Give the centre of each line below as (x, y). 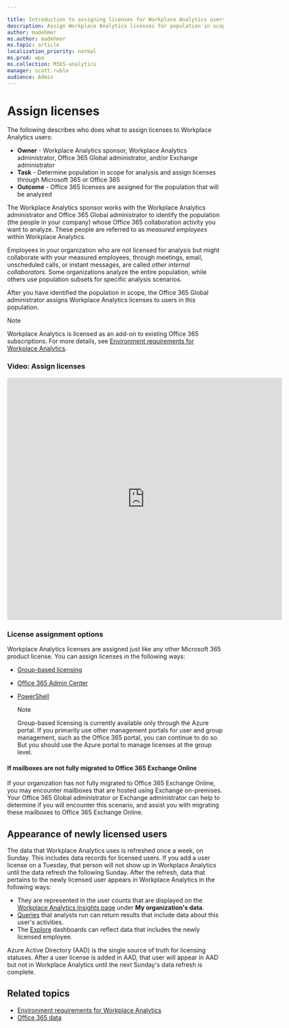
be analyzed (35, 194)
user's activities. (40, 922)
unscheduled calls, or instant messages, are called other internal (99, 265)
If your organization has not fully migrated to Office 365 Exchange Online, (111, 783)
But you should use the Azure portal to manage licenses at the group (114, 745)
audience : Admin (30, 77)
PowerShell (33, 696)
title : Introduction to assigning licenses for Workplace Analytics (107, 19)
